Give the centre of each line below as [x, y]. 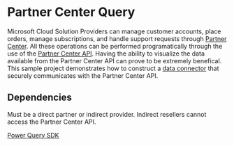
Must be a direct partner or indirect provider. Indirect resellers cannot [107, 114]
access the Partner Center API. [52, 122]
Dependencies [39, 98]
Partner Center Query [71, 12]
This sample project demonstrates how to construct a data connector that [113, 68]
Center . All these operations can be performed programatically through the [115, 46]
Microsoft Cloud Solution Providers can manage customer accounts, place [114, 31]
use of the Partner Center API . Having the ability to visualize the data [106, 54]
